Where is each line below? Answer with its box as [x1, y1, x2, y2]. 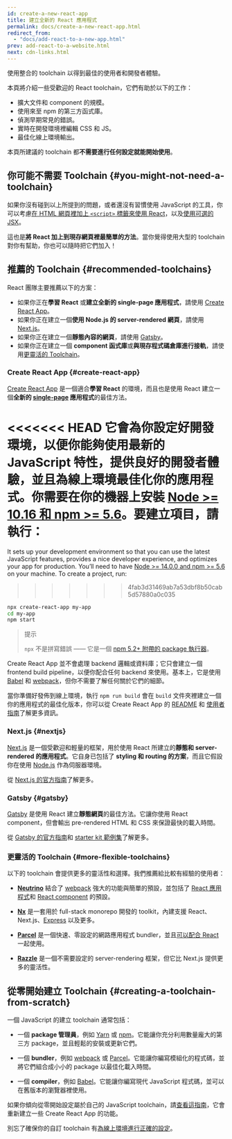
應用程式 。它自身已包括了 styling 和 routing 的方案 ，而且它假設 [41, 752, 223, 760]
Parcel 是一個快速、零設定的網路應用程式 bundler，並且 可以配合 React [17, 931, 220, 939]
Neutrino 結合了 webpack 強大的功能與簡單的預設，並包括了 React [17, 884, 208, 892]
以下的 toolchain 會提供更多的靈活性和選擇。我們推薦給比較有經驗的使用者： [7, 869, 225, 877]
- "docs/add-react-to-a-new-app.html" [13, 36, 126, 43]
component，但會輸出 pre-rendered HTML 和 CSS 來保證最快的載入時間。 [7, 818, 220, 826]
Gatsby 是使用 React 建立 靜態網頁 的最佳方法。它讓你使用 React [7, 810, 188, 818]
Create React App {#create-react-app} [7, 368, 141, 377]
